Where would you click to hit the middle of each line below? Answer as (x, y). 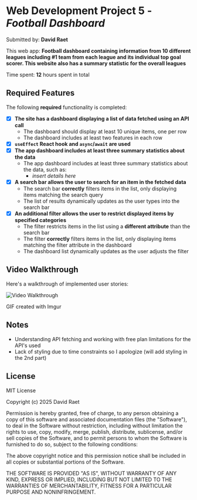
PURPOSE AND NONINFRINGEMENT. (51, 492)
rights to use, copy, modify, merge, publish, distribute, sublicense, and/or (94, 431)
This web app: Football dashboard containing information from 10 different (98, 50)
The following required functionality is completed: (67, 107)
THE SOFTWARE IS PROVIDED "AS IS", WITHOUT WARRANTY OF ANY (91, 473)
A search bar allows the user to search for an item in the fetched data (100, 182)
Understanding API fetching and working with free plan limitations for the (103, 339)
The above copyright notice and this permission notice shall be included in (96, 455)
